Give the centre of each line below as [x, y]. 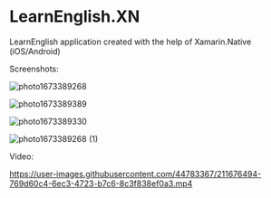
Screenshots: [34, 69]
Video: [22, 156]
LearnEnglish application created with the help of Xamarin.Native [131, 42]
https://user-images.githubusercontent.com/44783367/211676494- [135, 174]
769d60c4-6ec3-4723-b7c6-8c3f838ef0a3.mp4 [101, 184]
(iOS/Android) [35, 51]
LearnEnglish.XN [75, 17]
